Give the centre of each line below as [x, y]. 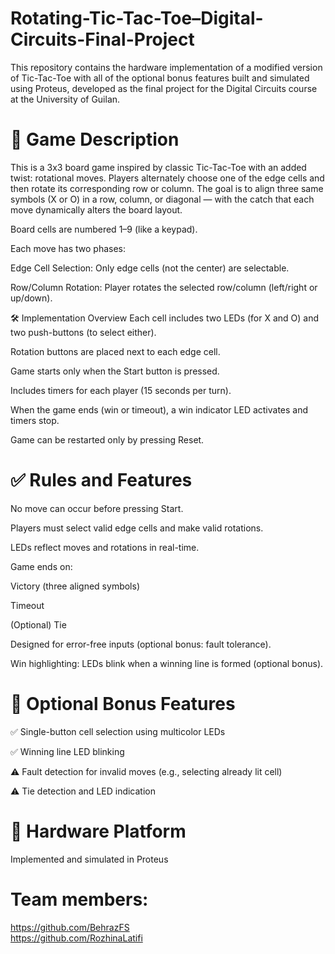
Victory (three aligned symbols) [75, 586]
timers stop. [35, 420]
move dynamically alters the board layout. [96, 209]
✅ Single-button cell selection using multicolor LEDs [118, 731]
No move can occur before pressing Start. [97, 508]
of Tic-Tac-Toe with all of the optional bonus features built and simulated [160, 78]
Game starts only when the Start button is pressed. [115, 371]
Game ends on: [41, 566]
